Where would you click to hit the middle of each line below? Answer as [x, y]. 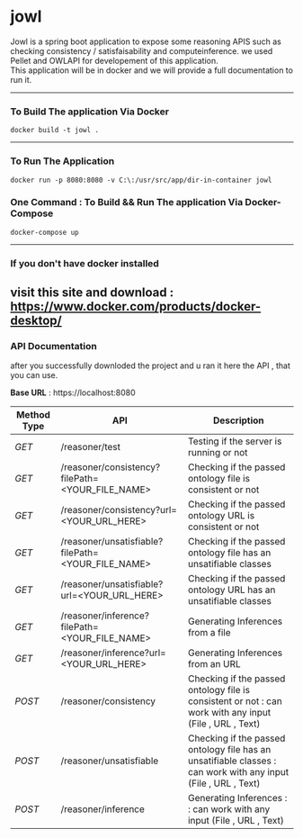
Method [33, 415]
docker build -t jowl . [55, 131]
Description [238, 420]
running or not [218, 453]
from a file [210, 633]
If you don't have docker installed [85, 263]
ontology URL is [222, 516]
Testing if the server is [235, 441]
